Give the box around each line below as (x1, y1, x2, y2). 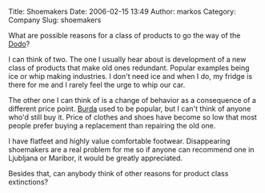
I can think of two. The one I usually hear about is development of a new (8, 55, 247, 64)
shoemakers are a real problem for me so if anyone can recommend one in (8, 145, 255, 154)
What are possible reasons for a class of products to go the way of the (8, 31, 241, 40)
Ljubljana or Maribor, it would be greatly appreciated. (8, 153, 183, 163)
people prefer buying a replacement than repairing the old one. (8, 121, 216, 130)
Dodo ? (8, 39, 30, 49)
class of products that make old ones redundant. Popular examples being (8, 63, 250, 73)
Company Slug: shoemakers (8, 15, 102, 25)
